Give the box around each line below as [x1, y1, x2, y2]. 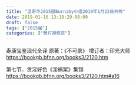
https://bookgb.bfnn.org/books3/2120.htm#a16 [6, 73, 120, 80]
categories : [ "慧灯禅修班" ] [6, 30, 71, 36]
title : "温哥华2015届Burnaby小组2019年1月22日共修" [6, 8, 126, 15]
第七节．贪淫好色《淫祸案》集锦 [6, 66, 84, 73]
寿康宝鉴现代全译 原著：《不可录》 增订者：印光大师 [6, 47, 131, 55]
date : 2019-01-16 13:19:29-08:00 [6, 14, 88, 20]
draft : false [6, 19, 38, 25]
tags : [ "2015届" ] [6, 25, 48, 31]
